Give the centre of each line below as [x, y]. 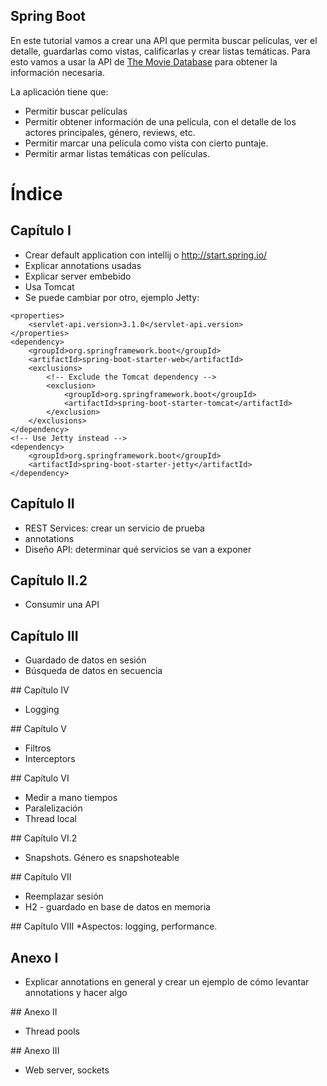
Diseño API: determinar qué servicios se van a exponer [138, 549]
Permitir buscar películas [76, 111]
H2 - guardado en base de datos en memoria [117, 907]
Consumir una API [62, 605]
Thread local [50, 819]
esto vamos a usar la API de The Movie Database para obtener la [144, 61]
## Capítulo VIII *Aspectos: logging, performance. [114, 926]
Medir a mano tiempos [71, 798]
